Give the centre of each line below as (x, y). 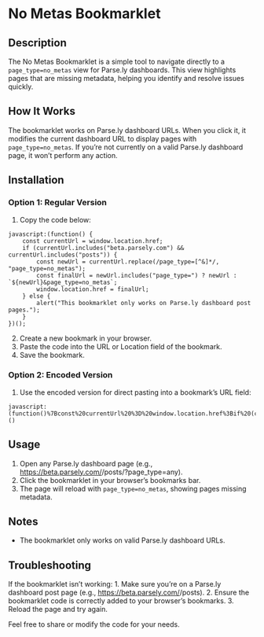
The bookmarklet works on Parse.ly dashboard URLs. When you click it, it (127, 130)
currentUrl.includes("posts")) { (63, 255)
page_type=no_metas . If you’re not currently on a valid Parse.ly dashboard (126, 147)
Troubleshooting (50, 565)
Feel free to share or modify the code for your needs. (94, 624)
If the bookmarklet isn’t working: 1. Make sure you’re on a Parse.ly (115, 584)
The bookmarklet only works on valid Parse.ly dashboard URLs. (122, 540)
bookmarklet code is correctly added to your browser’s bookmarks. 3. (121, 601)
